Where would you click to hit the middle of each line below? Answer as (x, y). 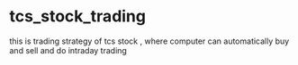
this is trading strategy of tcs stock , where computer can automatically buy (149, 41)
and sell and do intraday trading (68, 50)
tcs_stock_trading (78, 16)
